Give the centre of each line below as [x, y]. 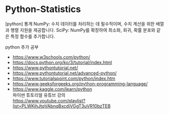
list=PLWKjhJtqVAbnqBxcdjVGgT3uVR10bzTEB [62, 106]
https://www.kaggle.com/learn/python [52, 89]
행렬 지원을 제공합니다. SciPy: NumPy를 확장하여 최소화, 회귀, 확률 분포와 [83, 30]
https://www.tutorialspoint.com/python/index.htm [64, 78]
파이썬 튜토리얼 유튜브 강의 [39, 95]
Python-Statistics [43, 9]
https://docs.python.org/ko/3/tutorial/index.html [62, 62]
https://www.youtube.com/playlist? [49, 100]
